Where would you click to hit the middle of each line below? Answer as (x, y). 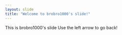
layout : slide (20, 9)
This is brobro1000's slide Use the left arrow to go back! (61, 27)
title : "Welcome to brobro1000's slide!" (48, 14)
